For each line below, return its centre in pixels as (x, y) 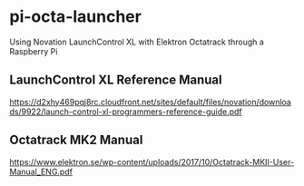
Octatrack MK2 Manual (76, 140)
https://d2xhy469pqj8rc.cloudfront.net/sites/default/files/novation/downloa (151, 102)
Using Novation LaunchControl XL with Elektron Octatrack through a (137, 42)
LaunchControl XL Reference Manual (116, 80)
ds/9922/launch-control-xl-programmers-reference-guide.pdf (126, 112)
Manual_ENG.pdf (41, 171)
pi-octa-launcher (76, 17)
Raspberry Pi (34, 51)
